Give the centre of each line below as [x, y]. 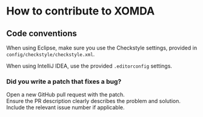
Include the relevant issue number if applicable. [66, 107]
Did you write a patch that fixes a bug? [64, 81]
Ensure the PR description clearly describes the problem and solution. [93, 101]
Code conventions [42, 33]
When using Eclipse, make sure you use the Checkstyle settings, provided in [102, 48]
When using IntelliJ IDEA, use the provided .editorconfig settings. [89, 66]
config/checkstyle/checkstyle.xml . [51, 54]
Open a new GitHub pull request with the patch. [66, 95]
